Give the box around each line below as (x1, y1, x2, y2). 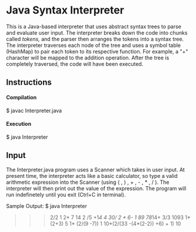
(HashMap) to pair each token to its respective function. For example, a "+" (6, 48, 188, 55)
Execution (6, 120, 31, 127)
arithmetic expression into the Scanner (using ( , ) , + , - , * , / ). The (6, 179, 170, 186)
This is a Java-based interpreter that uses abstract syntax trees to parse (6, 23, 181, 30)
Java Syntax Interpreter (6, 4, 125, 17)
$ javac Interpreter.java (6, 107, 62, 114)
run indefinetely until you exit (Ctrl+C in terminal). (6, 191, 126, 198)
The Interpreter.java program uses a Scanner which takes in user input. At (6, 166, 185, 173)
